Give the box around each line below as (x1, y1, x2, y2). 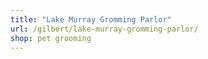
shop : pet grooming (10, 33, 92, 43)
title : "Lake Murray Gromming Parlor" (10, 14, 172, 25)
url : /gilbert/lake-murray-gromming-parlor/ (10, 24, 199, 34)
